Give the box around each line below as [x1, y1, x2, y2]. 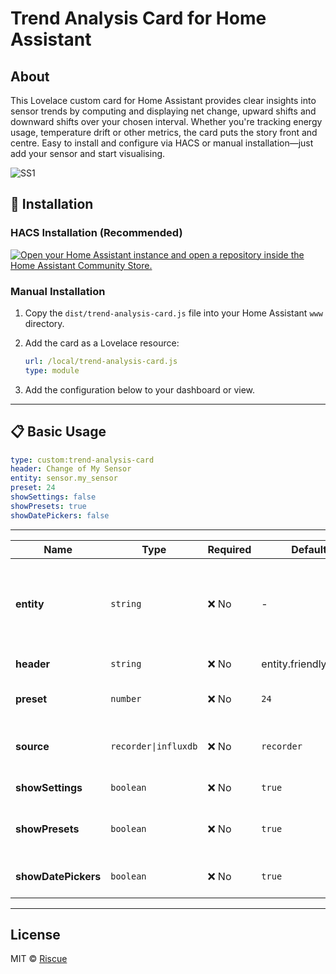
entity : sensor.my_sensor [10, 473, 118, 484]
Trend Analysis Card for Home [10, 7, 267, 30]
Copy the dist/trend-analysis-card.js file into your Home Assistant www [24, 307, 323, 319]
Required [207, 542, 252, 556]
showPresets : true [10, 501, 87, 511]
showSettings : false [10, 492, 97, 502]
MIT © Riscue [10, 953, 68, 965]
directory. [24, 317, 65, 329]
